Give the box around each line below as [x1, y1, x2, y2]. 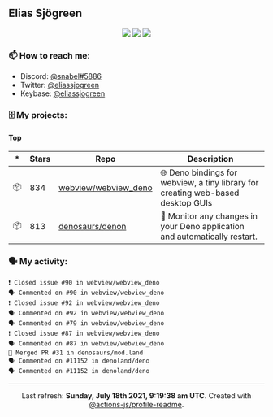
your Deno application [160, 221, 245, 232]
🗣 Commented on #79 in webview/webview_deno [8, 319, 165, 328]
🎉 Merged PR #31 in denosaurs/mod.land [8, 349, 144, 357]
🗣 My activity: [8, 256, 68, 267]
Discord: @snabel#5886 [19, 72, 102, 81]
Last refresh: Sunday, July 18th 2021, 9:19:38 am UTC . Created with [21, 390, 252, 401]
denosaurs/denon [58, 221, 127, 232]
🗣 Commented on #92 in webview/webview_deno [8, 309, 165, 317]
